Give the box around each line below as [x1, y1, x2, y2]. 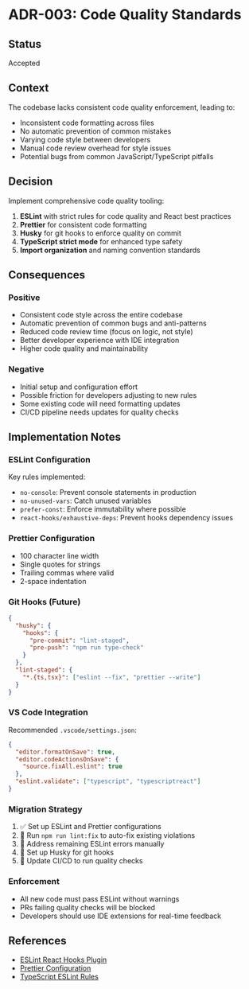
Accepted [8, 58, 41, 68]
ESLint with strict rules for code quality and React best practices [19, 211, 231, 220]
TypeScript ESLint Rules [19, 972, 99, 982]
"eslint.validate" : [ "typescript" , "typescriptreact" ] [15, 777, 201, 785]
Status [8, 37, 42, 51]
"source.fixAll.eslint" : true [22, 762, 123, 771]
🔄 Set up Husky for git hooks [19, 847, 114, 857]
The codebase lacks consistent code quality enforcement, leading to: [8, 102, 235, 112]
